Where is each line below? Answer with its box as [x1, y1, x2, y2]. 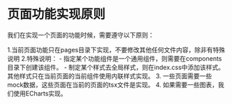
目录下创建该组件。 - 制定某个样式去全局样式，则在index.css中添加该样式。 [7, 63, 225, 71]
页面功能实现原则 [7, 6, 106, 22]
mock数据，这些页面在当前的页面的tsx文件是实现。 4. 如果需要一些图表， [7, 80, 219, 89]
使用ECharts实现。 [13, 89, 68, 98]
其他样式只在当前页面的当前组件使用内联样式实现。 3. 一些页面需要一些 [7, 71, 212, 80]
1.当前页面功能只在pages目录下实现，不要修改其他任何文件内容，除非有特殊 [7, 45, 226, 54]
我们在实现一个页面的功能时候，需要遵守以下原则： [7, 31, 154, 39]
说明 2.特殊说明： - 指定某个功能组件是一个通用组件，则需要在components [7, 54, 222, 63]
